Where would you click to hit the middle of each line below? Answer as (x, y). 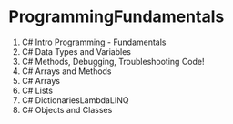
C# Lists (37, 90)
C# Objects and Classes (67, 109)
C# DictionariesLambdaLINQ (75, 100)
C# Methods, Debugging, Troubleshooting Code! (113, 61)
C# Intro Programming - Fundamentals (94, 42)
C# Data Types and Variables (76, 51)
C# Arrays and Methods (66, 71)
